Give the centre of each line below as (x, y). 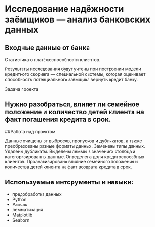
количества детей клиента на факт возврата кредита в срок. (68, 167)
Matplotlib (22, 215)
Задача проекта (22, 89)
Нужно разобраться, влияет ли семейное (72, 104)
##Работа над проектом (30, 131)
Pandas (20, 204)
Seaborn (21, 220)
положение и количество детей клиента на (75, 112)
